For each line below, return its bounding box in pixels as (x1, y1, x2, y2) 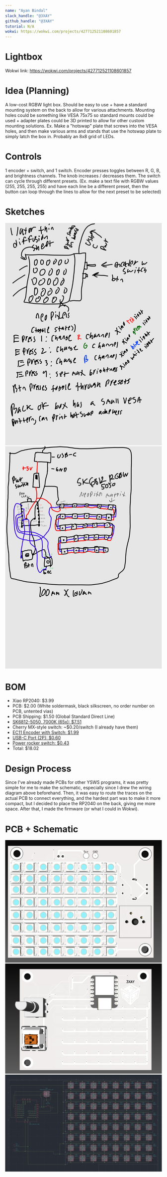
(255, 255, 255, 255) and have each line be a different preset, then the (5, 183, 149, 189)
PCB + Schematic (5, 823, 79, 835)
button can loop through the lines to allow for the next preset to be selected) (5, 189, 162, 195)
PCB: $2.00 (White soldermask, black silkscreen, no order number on (12, 703, 155, 709)
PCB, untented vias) (12, 708, 54, 714)
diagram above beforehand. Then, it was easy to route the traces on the (5, 790, 153, 796)
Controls (5, 151, 42, 162)
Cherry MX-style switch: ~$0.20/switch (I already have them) (12, 724, 138, 730)
